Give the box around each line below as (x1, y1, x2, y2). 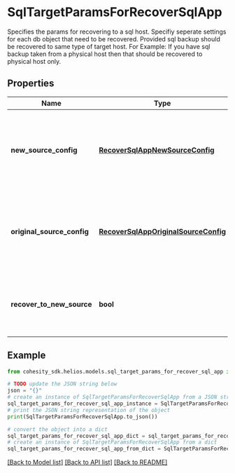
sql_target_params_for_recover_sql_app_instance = (7, 400, 158, 407)
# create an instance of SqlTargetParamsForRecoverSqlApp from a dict (7, 439, 218, 446)
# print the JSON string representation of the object (7, 406, 171, 413)
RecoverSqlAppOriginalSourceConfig (99, 226, 226, 236)
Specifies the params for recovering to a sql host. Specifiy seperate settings (7, 27, 227, 36)
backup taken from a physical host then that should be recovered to (7, 50, 203, 58)
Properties (7, 78, 55, 90)
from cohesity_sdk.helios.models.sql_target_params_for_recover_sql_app (7, 368, 224, 375)
